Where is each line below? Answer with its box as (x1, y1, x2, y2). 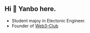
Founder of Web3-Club (11, 23, 59, 29)
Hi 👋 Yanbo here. (4, 5, 56, 13)
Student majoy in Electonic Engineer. (11, 17, 86, 23)
